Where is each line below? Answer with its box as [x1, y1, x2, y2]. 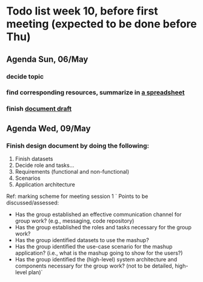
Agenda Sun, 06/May [6, 54, 88, 64]
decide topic [6, 72, 44, 80]
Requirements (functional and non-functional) [15, 168, 130, 175]
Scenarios [15, 174, 41, 182]
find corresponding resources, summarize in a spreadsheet [6, 88, 185, 97]
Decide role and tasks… [15, 162, 75, 169]
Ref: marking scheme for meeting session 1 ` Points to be [6, 192, 148, 200]
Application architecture [15, 181, 76, 188]
